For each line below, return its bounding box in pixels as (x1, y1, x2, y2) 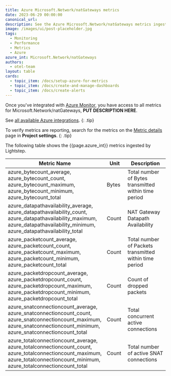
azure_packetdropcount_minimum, (8, 288, 91, 296)
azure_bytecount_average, (8, 168, 71, 176)
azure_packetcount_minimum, (8, 255, 80, 262)
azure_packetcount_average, (8, 236, 77, 243)
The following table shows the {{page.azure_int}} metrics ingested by (5, 142, 151, 148)
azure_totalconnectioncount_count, (8, 343, 93, 350)
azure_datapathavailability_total (8, 227, 83, 235)
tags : (5, 31, 17, 36)
